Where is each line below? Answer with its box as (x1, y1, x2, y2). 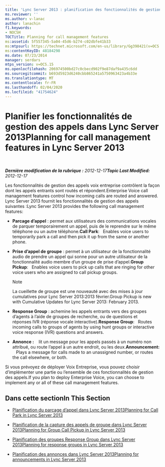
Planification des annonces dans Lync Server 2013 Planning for (12, 451, 139, 457)
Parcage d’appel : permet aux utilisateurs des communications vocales (12, 218, 156, 224)
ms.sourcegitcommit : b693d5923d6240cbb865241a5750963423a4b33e (5, 71, 137, 76)
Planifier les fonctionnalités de (5, 111, 133, 122)
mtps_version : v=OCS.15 (5, 62, 54, 67)
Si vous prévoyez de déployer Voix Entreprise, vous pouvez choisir (5, 364, 140, 370)
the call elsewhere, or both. (12, 354, 68, 360)
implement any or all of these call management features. (5, 379, 119, 386)
